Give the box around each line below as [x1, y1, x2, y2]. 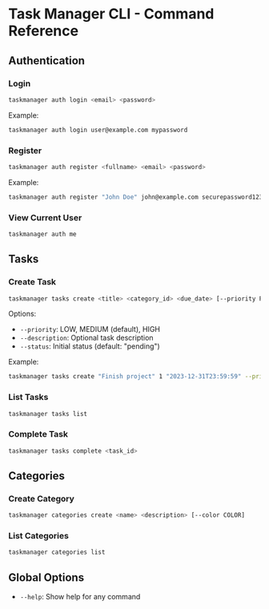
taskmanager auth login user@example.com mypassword [8, 126, 188, 134]
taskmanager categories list [8, 548, 106, 557]
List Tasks [8, 392, 49, 403]
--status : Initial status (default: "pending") [19, 341, 160, 351]
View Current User [8, 212, 82, 223]
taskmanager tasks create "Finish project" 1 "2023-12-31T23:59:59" [8, 373, 242, 381]
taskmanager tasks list [8, 409, 88, 417]
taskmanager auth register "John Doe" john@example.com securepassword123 [8, 193, 263, 201]
